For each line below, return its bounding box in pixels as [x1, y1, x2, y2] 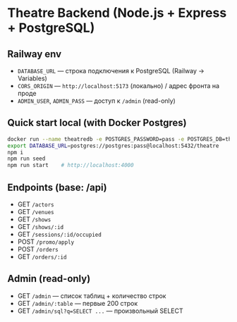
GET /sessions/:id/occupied [17, 230, 102, 238]
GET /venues [17, 208, 54, 216]
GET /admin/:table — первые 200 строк [17, 299, 138, 307]
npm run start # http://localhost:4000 [7, 162, 134, 169]
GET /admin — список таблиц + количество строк [17, 291, 166, 300]
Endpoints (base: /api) [7, 181, 107, 193]
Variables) [17, 74, 47, 82]
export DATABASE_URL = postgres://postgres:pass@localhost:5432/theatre [7, 142, 219, 149]
